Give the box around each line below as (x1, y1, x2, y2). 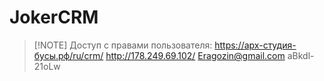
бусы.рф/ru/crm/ (33, 49, 104, 61)
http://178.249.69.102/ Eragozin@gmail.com (105, 49, 286, 61)
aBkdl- (287, 49, 315, 61)
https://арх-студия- (214, 39, 297, 51)
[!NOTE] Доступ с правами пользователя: (33, 39, 213, 51)
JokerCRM (9, 6, 99, 29)
